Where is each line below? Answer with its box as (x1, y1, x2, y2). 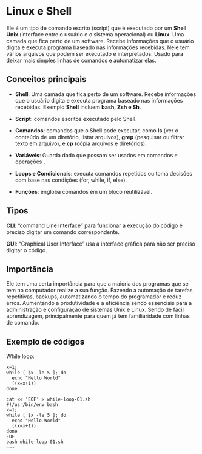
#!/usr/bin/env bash (6, 402, 59, 408)
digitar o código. (6, 246, 47, 253)
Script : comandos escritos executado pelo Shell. (15, 115, 138, 122)
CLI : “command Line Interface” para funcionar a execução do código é (6, 222, 183, 229)
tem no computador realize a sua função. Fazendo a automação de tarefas (6, 287, 193, 294)
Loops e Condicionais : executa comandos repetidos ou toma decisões (15, 170, 193, 177)
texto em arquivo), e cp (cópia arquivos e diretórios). (15, 140, 147, 147)
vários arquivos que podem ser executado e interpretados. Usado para (6, 50, 184, 57)
